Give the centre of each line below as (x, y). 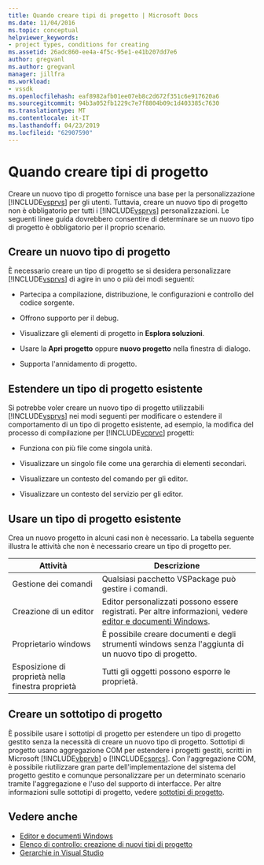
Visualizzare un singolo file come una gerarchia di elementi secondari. (133, 464)
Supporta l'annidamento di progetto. (78, 364)
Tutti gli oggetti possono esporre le (166, 671)
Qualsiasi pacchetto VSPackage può (169, 579)
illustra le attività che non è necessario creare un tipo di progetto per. (120, 546)
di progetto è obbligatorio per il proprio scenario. (87, 227)
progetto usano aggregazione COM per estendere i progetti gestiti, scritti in (130, 750)
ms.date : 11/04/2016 (42, 23)
